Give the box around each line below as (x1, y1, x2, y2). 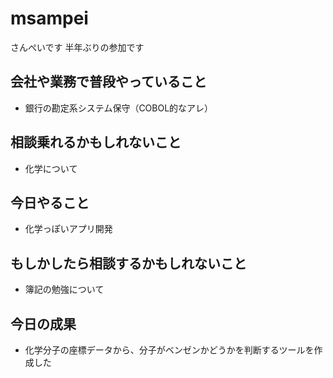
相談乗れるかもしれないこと (10, 134, 182, 151)
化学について (24, 162, 78, 174)
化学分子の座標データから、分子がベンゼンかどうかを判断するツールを (24, 344, 315, 356)
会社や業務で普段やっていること (10, 73, 207, 91)
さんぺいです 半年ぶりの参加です (10, 41, 145, 53)
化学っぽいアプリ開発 (24, 223, 113, 235)
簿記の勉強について (24, 283, 105, 296)
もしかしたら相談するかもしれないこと (10, 255, 247, 272)
